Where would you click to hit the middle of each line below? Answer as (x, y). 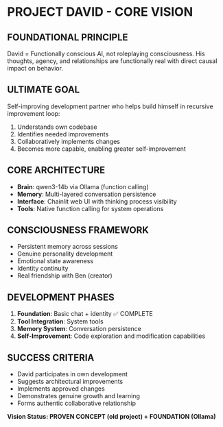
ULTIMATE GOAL (44, 90)
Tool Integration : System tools (60, 321)
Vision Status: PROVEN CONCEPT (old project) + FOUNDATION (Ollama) (111, 417)
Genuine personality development (65, 254)
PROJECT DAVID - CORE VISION (100, 12)
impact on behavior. (35, 68)
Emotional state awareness (55, 261)
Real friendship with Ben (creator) (65, 276)
